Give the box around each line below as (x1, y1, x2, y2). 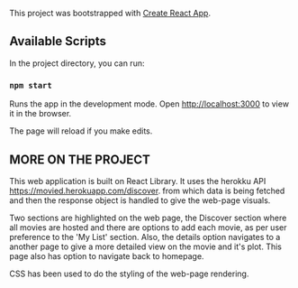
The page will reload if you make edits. (9, 125, 153, 136)
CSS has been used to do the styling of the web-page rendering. (9, 268, 249, 279)
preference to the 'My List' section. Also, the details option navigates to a (9, 231, 281, 242)
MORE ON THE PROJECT (9, 152, 151, 167)
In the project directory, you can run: (9, 58, 145, 69)
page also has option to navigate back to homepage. (9, 250, 204, 261)
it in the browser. (9, 108, 72, 119)
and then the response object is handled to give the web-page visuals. (9, 194, 271, 206)
